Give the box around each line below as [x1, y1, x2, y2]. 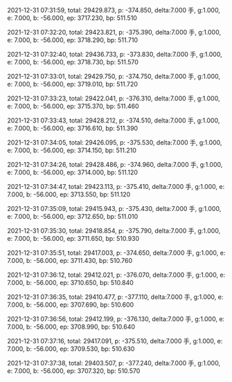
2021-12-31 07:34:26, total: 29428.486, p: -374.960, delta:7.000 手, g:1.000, [7, 161, 223, 168]
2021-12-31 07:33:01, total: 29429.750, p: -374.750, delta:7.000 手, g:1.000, [7, 72, 220, 80]
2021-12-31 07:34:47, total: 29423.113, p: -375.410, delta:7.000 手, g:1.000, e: [7, 183, 225, 190]
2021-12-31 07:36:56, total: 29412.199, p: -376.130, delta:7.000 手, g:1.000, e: [7, 315, 225, 323]
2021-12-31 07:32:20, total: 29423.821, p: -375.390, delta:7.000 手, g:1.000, [7, 28, 222, 36]
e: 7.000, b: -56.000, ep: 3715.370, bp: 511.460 [7, 102, 140, 110]
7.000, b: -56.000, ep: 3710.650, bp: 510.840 [7, 279, 134, 286]
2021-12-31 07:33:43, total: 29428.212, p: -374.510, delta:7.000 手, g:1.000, [7, 116, 220, 125]
